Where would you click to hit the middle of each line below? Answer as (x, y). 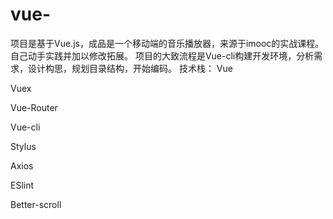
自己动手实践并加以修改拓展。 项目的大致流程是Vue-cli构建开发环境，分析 (162, 55)
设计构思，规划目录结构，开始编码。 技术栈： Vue (130, 68)
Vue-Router (34, 107)
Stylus (23, 146)
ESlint (22, 185)
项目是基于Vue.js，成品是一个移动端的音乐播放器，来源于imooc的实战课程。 (167, 43)
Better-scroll (36, 204)
